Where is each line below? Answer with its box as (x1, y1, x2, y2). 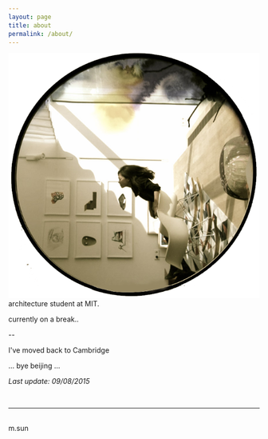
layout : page (8, 13, 52, 21)
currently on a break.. (8, 314, 80, 324)
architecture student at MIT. (8, 298, 100, 308)
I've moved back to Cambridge (8, 345, 110, 355)
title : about (8, 21, 52, 30)
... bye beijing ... (8, 361, 61, 370)
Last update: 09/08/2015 (8, 376, 90, 385)
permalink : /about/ (8, 30, 73, 38)
